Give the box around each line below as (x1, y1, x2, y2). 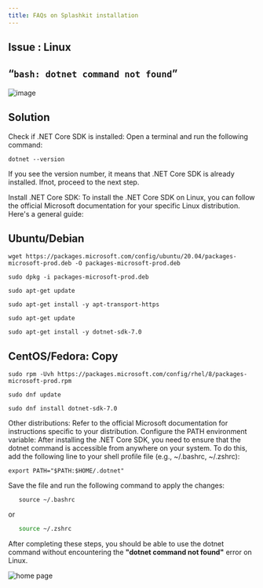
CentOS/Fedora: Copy (8, 349, 119, 363)
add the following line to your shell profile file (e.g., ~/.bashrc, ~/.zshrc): (8, 452, 240, 462)
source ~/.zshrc (18, 525, 72, 533)
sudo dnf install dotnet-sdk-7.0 (8, 405, 118, 413)
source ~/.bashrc (18, 496, 76, 504)
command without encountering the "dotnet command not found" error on (8, 547, 253, 557)
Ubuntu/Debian (8, 232, 85, 246)
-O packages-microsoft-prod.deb (75, 260, 181, 268)
